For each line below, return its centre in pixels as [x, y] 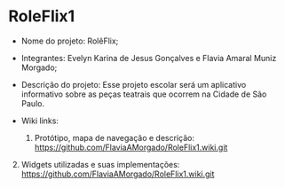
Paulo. [33, 103]
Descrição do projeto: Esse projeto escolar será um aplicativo [134, 84]
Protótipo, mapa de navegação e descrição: [114, 137]
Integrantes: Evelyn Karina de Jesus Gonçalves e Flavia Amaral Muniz [149, 58]
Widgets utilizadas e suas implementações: [100, 164]
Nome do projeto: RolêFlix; [70, 41]
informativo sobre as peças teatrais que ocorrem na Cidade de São [144, 94]
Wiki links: [40, 121]
